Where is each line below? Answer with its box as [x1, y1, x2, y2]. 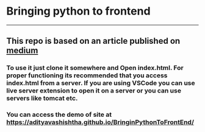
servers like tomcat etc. [6, 94, 78, 103]
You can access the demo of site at [6, 111, 112, 119]
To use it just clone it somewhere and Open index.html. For [6, 64, 184, 72]
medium [6, 46, 38, 56]
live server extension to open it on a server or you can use [6, 86, 182, 95]
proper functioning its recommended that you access [6, 71, 168, 80]
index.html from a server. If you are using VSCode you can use [6, 79, 195, 88]
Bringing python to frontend [6, 4, 151, 18]
